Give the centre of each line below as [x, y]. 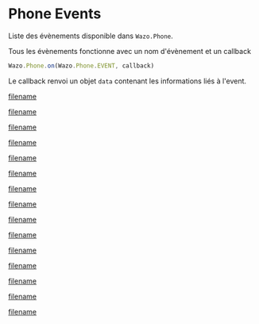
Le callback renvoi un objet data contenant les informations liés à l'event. [128, 81]
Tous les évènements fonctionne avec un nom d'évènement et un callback [130, 51]
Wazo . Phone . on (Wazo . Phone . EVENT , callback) [81, 66]
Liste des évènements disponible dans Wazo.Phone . [91, 36]
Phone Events [55, 14]
